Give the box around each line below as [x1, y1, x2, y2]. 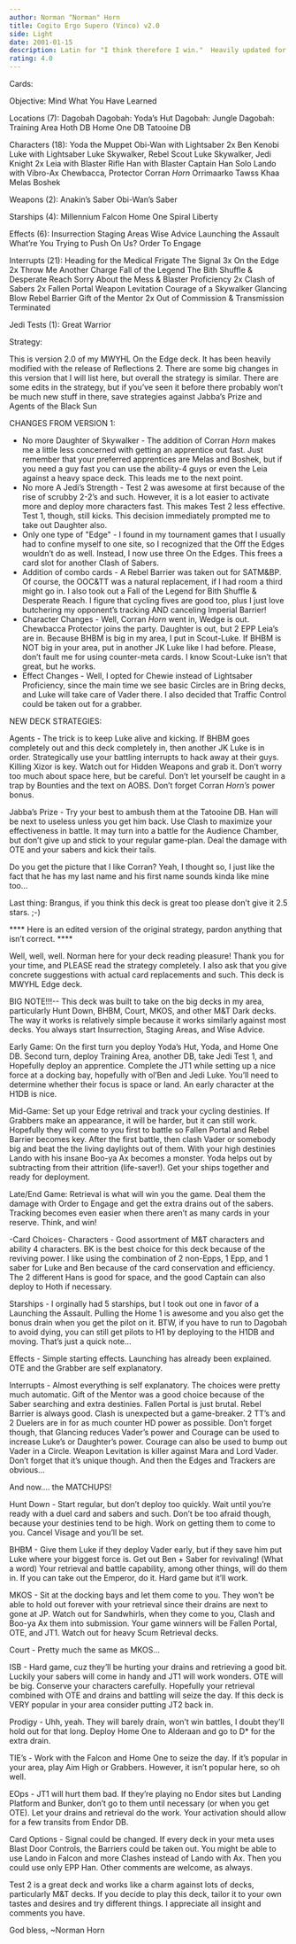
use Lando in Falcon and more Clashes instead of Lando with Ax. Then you [9, 1853, 282, 1863]
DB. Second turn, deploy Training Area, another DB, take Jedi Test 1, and [9, 1051, 274, 1061]
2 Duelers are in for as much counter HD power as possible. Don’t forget [9, 1418, 272, 1427]
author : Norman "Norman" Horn [9, 12, 121, 22]
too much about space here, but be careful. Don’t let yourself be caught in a [9, 771, 285, 781]
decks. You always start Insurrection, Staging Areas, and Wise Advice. [9, 1024, 265, 1035]
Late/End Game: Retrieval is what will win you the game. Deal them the [9, 1189, 266, 1199]
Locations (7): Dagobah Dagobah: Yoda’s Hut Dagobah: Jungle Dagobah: [9, 113, 276, 123]
